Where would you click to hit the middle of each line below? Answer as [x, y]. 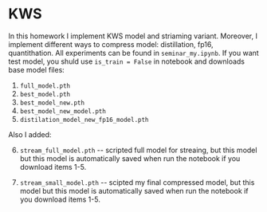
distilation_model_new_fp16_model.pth [84, 120]
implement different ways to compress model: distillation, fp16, [111, 44]
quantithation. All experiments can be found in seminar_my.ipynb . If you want [133, 53]
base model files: [37, 69]
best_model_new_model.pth [63, 111]
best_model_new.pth [52, 103]
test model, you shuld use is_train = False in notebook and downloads [127, 61]
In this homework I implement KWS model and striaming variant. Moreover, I [133, 36]
